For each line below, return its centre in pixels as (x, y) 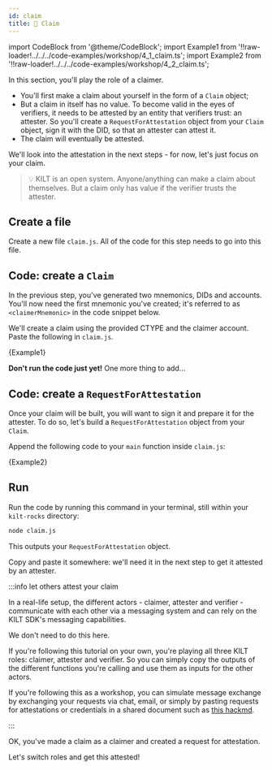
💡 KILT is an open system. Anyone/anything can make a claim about (142, 179)
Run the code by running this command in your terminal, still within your (129, 507)
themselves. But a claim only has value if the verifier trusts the (132, 188)
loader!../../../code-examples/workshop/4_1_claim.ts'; (97, 55)
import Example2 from (224, 55)
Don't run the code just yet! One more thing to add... (97, 368)
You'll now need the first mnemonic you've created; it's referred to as (125, 304)
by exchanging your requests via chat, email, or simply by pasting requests (134, 701)
